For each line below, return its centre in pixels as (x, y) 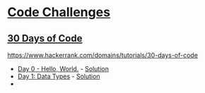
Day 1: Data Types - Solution (59, 76)
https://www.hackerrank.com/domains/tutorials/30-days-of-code (102, 55)
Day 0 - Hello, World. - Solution (63, 69)
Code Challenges (59, 12)
